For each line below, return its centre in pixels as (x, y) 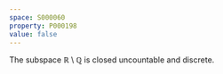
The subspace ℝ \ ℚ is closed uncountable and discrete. (112, 60)
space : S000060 (37, 17)
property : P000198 (43, 26)
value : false (33, 34)
